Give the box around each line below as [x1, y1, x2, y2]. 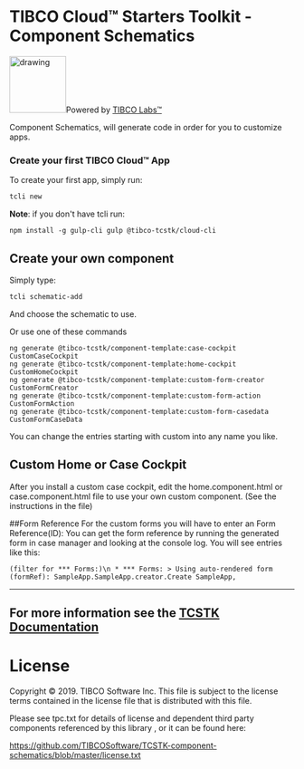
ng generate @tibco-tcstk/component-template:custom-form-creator [9, 375, 265, 384]
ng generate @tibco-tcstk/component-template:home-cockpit [9, 360, 237, 369]
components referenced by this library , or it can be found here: [9, 722, 247, 733]
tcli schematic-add [9, 292, 83, 301]
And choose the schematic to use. [9, 308, 138, 319]
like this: [9, 546, 41, 558]
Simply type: [9, 274, 56, 285]
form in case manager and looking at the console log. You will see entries [9, 537, 283, 548]
